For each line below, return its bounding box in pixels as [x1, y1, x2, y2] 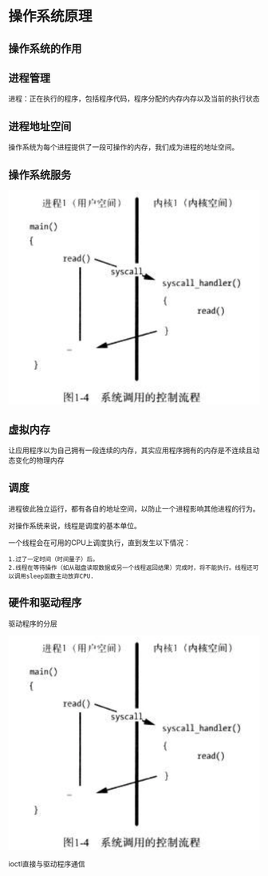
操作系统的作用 [8, 42, 82, 55]
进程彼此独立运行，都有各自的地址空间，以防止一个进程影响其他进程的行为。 [8, 504, 260, 513]
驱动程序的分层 [8, 619, 57, 628]
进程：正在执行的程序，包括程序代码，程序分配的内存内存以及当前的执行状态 [8, 94, 260, 104]
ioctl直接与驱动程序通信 [8, 858, 85, 868]
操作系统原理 [8, 7, 93, 26]
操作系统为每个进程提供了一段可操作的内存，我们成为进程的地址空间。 [8, 142, 239, 152]
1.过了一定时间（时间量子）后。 [8, 555, 99, 563]
